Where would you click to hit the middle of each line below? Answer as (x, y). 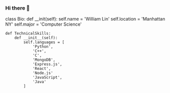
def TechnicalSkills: (28, 34)
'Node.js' (43, 73)
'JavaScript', (47, 77)
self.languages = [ (44, 42)
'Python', (43, 47)
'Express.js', (47, 64)
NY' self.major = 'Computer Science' (44, 24)
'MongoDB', (44, 60)
